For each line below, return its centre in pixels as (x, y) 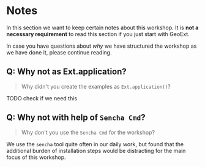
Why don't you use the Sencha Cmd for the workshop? (88, 132)
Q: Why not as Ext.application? (66, 72)
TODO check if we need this (42, 98)
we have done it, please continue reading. (59, 52)
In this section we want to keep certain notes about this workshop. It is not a (102, 28)
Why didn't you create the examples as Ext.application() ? (96, 86)
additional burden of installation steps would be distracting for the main (96, 150)
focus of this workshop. (36, 157)
